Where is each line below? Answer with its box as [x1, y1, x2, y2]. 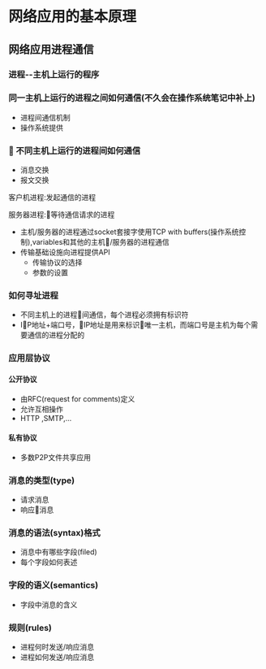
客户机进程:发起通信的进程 [8, 193, 97, 202]
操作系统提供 [19, 123, 63, 132]
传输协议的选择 [32, 258, 83, 267]
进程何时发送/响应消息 [19, 641, 95, 651]
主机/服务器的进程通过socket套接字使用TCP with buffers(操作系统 [19, 227, 239, 237]
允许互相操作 [19, 404, 63, 414]
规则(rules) [8, 622, 53, 633]
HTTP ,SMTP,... [19, 413, 72, 423]
